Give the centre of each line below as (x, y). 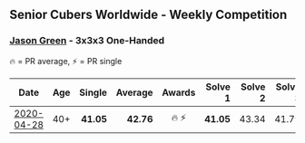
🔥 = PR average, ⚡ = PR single (66, 61)
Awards (179, 92)
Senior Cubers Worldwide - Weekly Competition (148, 15)
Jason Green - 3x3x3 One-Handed (87, 41)
